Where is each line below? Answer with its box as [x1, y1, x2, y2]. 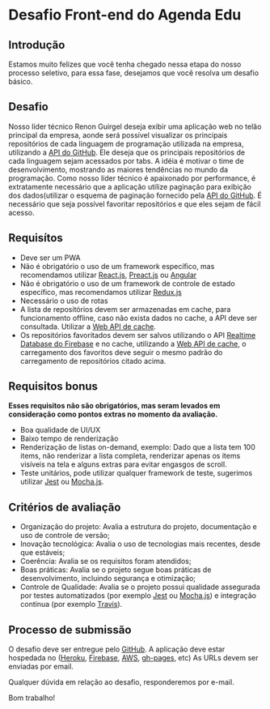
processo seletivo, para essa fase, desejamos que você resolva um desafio [8, 68, 259, 78]
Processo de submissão [8, 622, 132, 637]
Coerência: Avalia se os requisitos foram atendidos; [19, 557, 192, 566]
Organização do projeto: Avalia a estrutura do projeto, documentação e [19, 522, 257, 532]
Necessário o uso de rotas [19, 296, 108, 305]
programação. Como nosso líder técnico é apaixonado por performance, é [8, 173, 256, 183]
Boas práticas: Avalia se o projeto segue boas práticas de [19, 565, 212, 574]
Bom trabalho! [8, 693, 56, 703]
